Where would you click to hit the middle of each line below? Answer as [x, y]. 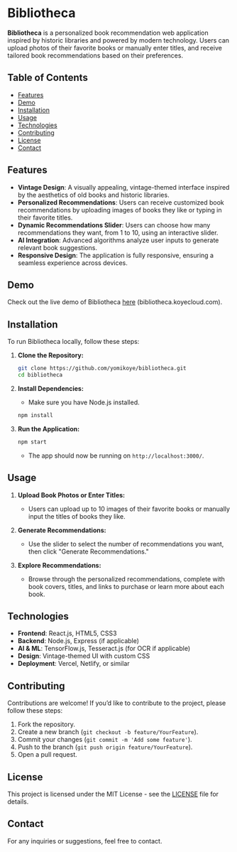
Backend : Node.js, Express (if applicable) [78, 641]
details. [18, 802]
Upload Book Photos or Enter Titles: [71, 495]
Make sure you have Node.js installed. [84, 402]
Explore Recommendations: [59, 565]
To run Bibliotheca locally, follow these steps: [73, 342]
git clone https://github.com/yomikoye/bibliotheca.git [102, 368]
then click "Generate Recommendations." [88, 551]
